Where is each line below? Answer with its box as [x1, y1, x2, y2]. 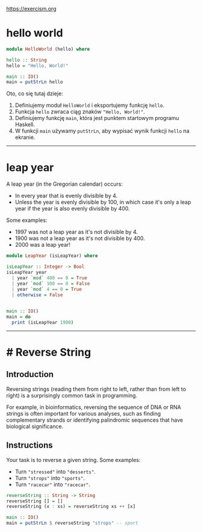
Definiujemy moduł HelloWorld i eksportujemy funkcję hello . [14, 102, 165, 109]
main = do [6, 314, 31, 320]
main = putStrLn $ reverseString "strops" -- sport [6, 520, 138, 527]
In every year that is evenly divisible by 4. [14, 192, 118, 200]
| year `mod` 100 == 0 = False [11, 280, 90, 287]
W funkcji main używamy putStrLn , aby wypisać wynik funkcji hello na [14, 127, 189, 135]
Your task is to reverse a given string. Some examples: [6, 456, 141, 463]
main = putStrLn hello [6, 79, 63, 85]
